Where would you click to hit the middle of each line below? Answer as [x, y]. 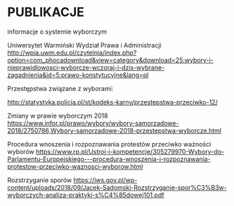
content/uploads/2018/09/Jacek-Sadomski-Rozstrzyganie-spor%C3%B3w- [117, 187]
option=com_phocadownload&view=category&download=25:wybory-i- [111, 60]
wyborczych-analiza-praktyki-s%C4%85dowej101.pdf [86, 195]
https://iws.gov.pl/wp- [105, 180]
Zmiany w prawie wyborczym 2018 [58, 116]
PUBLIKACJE [46, 12]
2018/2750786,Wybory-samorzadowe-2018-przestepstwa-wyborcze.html [114, 130]
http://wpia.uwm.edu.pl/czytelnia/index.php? [72, 53]
